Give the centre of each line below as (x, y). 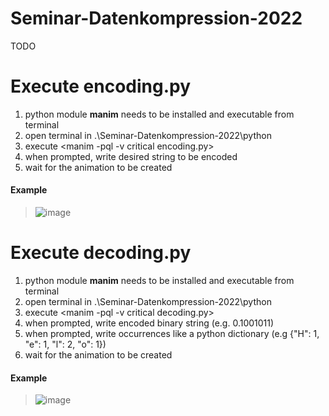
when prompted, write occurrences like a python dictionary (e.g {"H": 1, (172, 334)
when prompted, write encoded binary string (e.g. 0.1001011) (149, 323)
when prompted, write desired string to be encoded (131, 156)
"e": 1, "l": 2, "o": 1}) (65, 344)
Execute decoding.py (101, 253)
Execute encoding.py (101, 86)
